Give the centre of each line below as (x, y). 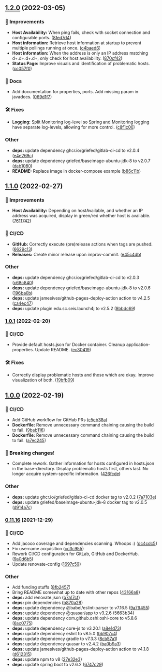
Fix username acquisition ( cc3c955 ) (48, 548)
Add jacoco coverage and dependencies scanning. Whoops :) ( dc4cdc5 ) (85, 543)
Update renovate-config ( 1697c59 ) (46, 564)
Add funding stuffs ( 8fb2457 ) (41, 587)
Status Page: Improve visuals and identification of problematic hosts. (81, 63)
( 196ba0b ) (22, 293)
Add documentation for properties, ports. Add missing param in (75, 91)
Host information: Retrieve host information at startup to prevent (77, 43)
